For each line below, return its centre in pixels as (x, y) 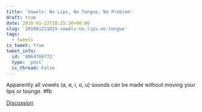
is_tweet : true (25, 46)
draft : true (21, 17)
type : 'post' (28, 62)
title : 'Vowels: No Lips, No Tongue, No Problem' (70, 12)
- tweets (23, 40)
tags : (13, 34)
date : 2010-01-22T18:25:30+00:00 (48, 23)
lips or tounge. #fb (29, 92)
